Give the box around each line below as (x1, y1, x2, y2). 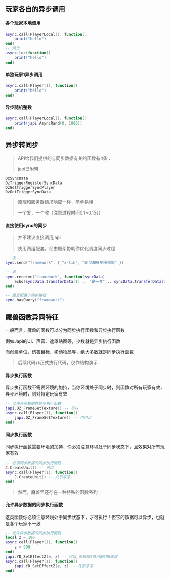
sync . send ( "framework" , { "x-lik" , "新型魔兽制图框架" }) (5, 260, 124, 265)
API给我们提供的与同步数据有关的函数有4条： (17, 155, 112, 161)
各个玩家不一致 (9, 520, 41, 526)
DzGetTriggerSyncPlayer (5, 185, 56, 190)
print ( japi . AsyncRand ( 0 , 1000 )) (14, 120, 82, 126)
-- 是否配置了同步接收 (5, 293, 47, 298)
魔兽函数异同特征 (5, 313, 59, 321)
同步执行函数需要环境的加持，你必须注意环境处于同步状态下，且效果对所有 (5, 444, 160, 450)
